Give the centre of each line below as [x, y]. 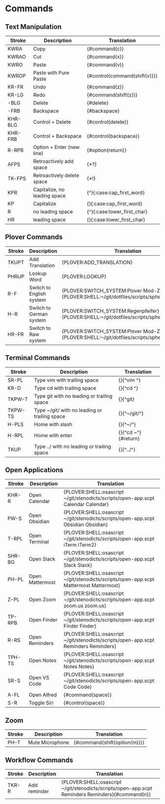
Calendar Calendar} [86, 505]
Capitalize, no [49, 190]
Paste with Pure [51, 73]
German [39, 314]
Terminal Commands [38, 358]
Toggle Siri [41, 703]
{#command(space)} [88, 695]
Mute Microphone [48, 743]
